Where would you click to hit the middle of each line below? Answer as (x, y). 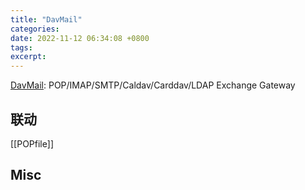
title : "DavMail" (46, 19)
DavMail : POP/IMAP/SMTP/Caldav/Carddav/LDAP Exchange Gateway (153, 85)
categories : (35, 29)
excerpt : (28, 57)
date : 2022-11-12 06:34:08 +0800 (80, 38)
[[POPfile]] (32, 143)
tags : (21, 47)
